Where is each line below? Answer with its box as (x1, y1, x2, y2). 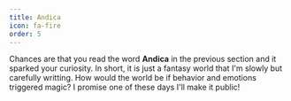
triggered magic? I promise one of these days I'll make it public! (9, 82, 241, 93)
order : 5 (9, 29, 42, 38)
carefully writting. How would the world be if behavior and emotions (9, 73, 257, 83)
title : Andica (9, 12, 62, 22)
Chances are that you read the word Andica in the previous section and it (9, 54, 277, 65)
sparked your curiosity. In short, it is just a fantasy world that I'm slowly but (9, 63, 283, 74)
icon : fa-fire (9, 21, 62, 30)
